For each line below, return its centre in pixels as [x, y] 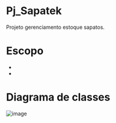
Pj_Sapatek [34, 11]
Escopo [25, 51]
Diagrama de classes [58, 97]
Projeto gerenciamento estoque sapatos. [55, 27]
